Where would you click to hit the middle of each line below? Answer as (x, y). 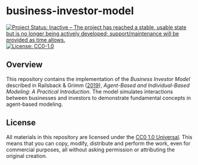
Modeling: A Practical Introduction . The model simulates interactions (90, 91)
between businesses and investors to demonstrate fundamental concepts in (98, 98)
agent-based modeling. (35, 104)
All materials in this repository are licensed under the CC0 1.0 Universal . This (99, 137)
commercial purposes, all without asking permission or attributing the (91, 150)
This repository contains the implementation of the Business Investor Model (98, 79)
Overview (25, 65)
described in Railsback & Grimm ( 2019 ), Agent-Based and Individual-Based (98, 85)
